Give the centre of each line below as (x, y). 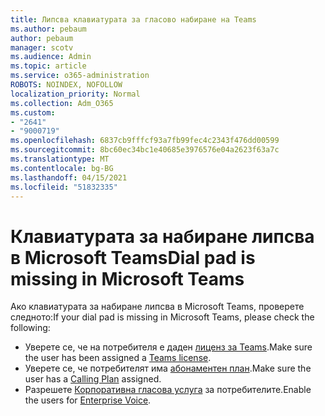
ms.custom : (33, 112)
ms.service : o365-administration (80, 76)
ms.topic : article (48, 66)
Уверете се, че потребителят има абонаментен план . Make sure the (168, 368)
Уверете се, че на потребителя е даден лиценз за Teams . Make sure (168, 347)
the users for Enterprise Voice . (88, 400)
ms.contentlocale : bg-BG (62, 168)
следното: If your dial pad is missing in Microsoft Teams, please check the (162, 317)
